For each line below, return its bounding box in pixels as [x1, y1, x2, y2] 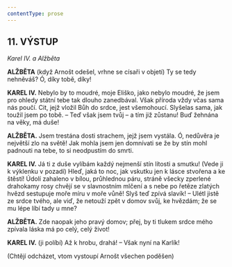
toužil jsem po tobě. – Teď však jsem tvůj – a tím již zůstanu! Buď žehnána [7, 111, 219, 119]
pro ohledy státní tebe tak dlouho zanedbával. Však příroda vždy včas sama [7, 96, 224, 104]
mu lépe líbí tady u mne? [7, 204, 78, 213]
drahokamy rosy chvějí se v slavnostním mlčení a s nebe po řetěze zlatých [7, 182, 220, 191]
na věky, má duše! [7, 118, 60, 127]
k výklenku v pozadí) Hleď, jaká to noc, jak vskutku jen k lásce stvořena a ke [7, 168, 226, 176]
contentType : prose [7, 10, 64, 17]
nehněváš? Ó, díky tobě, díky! [7, 75, 92, 83]
